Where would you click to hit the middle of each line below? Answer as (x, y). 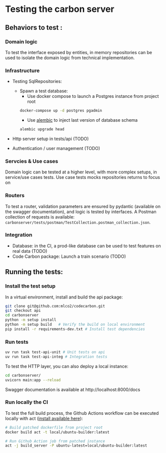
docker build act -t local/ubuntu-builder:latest (57, 432)
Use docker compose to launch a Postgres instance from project (93, 96)
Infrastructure (23, 71)
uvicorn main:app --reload (33, 380)
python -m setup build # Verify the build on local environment (75, 324)
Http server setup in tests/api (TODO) (51, 139)
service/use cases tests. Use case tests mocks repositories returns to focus (83, 177)
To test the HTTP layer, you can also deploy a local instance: (67, 366)
